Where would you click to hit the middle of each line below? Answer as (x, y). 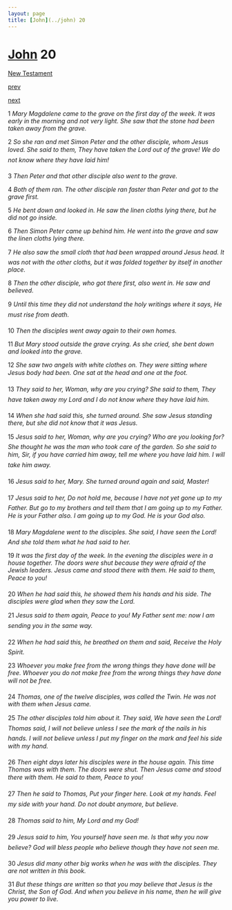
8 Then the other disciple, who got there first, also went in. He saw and (109, 283)
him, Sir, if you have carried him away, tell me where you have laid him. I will (116, 455)
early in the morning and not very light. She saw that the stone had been (111, 121)
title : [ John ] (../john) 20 (47, 20)
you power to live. (33, 899)
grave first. (23, 197)
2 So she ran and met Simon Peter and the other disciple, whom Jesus (108, 142)
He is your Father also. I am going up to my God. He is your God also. (107, 516)
